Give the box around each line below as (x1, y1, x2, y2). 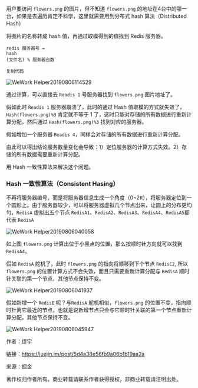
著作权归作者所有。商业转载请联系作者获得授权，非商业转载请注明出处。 (6, 376, 181, 383)
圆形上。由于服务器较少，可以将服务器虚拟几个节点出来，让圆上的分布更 (11, 202, 187, 209)
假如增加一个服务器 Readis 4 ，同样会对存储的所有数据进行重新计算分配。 (6, 131, 184, 138)
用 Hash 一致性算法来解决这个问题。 (6, 163, 94, 170)
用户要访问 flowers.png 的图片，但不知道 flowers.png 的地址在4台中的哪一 (6, 5, 187, 12)
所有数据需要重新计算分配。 (16, 151, 84, 158)
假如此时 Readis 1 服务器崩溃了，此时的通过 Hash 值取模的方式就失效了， (6, 104, 185, 111)
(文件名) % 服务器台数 (6, 57, 55, 63)
